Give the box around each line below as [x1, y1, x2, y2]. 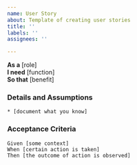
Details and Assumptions [7, 93, 93, 102]
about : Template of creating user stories [7, 17, 131, 23]
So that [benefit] [7, 75, 54, 84]
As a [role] [7, 61, 37, 69]
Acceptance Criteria [7, 124, 76, 134]
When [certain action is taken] [7, 146, 100, 153]
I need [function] [7, 68, 55, 77]
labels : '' [7, 29, 39, 37]
